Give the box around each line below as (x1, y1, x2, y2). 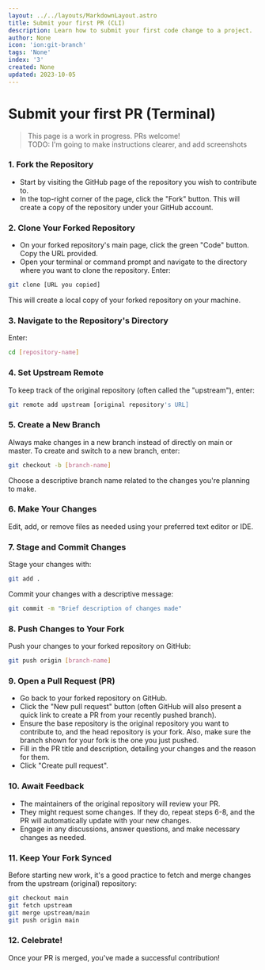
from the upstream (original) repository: (8, 878, 137, 888)
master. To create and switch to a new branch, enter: (8, 446, 180, 455)
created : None (8, 63, 55, 71)
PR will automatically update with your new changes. (19, 815, 192, 825)
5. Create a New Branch (8, 420, 100, 431)
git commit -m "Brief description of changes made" (8, 604, 182, 613)
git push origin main (8, 916, 80, 924)
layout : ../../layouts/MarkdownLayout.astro (8, 11, 157, 20)
